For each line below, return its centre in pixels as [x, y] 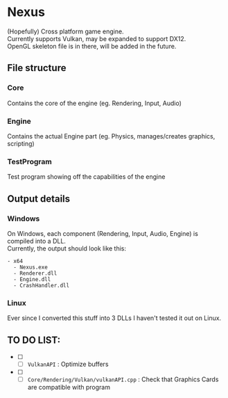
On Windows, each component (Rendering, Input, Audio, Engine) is [103, 233]
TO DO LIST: [34, 340]
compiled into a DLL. [36, 241]
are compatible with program [69, 388]
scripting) [21, 143]
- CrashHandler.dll [42, 285]
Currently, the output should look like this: [67, 248]
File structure [37, 68]
